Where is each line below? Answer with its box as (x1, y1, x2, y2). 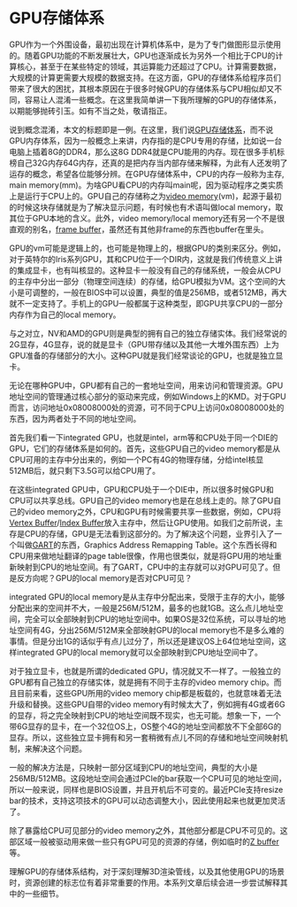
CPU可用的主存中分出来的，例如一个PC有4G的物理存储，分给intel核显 (9, 453, 263, 465)
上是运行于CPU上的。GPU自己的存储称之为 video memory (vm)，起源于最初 (9, 190, 282, 201)
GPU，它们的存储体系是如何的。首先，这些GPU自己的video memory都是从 (9, 443, 281, 453)
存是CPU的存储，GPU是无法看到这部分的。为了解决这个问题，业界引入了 (9, 528, 275, 539)
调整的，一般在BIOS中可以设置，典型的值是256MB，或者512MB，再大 (32, 287, 287, 298)
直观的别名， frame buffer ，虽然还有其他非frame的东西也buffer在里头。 (9, 223, 269, 235)
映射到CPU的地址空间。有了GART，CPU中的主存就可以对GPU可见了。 (16, 562, 273, 572)
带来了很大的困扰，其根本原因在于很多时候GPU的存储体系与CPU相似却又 (9, 83, 275, 94)
